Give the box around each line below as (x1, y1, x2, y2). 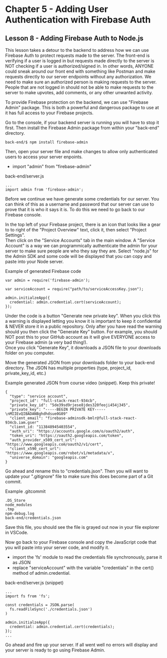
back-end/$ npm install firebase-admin (5, 140, 88, 145)
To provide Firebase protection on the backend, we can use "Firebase (5, 99, 149, 105)
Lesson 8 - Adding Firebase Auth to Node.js (5, 34, 144, 42)
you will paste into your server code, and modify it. (5, 545, 110, 550)
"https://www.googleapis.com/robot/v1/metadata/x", (5, 450, 115, 455)
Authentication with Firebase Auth (5, 14, 151, 25)
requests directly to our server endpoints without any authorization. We (5, 74, 152, 79)
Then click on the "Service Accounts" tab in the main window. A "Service (5, 237, 156, 243)
